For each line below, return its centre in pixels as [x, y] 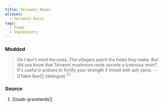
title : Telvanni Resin [28, 9]
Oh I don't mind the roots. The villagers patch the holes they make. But [87, 60]
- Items [17, 28]
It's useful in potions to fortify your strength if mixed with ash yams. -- [87, 70]
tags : [10, 23]
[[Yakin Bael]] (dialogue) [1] [44, 76]
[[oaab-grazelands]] [32, 99]
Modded [15, 49]
